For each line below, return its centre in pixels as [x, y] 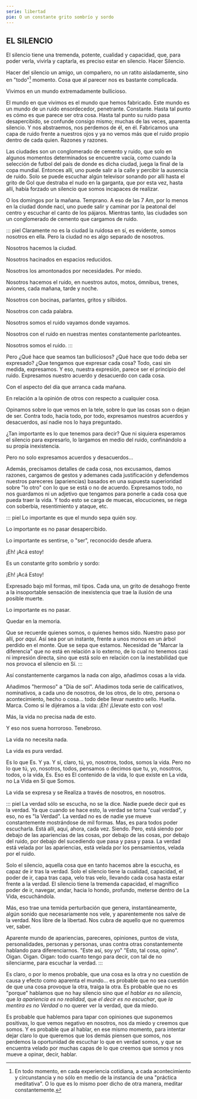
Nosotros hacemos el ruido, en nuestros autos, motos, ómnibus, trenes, [92, 282]
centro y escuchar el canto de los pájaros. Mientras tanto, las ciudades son [97, 213]
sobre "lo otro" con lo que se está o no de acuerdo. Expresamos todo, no [94, 487]
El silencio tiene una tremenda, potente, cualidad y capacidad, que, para [93, 55]
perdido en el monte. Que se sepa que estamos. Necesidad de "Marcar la [95, 645]
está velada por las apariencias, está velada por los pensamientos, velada [95, 847]
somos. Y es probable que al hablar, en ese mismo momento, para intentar [96, 1029]
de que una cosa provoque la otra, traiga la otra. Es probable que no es [92, 986]
